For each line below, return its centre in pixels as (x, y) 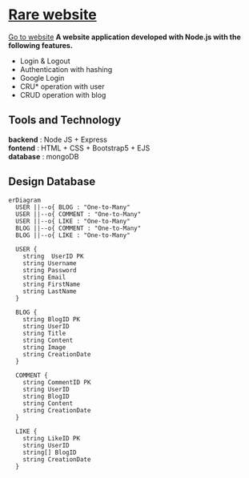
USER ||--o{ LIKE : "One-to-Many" (73, 221)
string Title (44, 333)
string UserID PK (53, 256)
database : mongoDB (44, 156)
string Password (50, 270)
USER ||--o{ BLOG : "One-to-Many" (73, 207)
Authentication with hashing (66, 69)
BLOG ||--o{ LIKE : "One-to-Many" (73, 235)
